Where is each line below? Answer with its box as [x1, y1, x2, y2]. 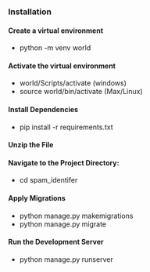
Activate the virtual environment [8, 61, 116, 71]
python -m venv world [19, 43, 91, 53]
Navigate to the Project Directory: [8, 158, 120, 167]
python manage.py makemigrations [19, 211, 134, 220]
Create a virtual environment [8, 26, 104, 35]
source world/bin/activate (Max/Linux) [19, 87, 143, 96]
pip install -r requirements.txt [19, 122, 113, 132]
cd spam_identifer [19, 176, 78, 185]
